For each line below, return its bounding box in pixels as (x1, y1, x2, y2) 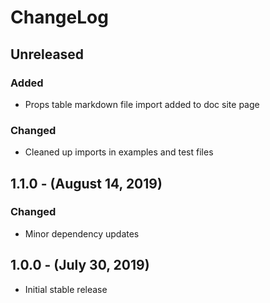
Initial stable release (24, 283, 108, 295)
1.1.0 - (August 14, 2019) (10, 175, 163, 192)
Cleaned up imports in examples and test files (24, 146, 214, 158)
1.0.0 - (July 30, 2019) (10, 257, 150, 274)
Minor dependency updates (24, 227, 140, 240)
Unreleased (10, 46, 85, 63)
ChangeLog (10, 6, 109, 29)
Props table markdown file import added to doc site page (24, 98, 260, 110)
